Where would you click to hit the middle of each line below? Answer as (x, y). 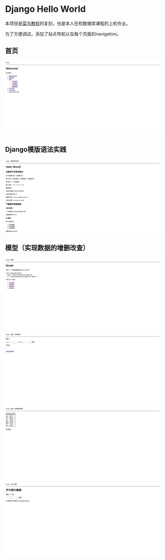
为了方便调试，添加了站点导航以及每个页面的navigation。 (63, 34)
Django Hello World (46, 9)
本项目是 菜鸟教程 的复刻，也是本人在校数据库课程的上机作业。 (68, 23)
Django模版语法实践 (36, 149)
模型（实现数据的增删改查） (47, 248)
